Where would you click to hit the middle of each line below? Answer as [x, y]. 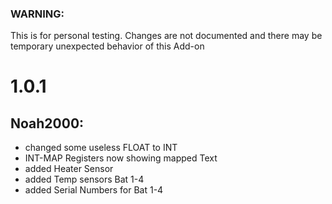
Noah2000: [47, 123]
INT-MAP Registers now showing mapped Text [121, 158]
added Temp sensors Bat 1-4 [84, 179]
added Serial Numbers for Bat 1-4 [94, 190]
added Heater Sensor [69, 169]
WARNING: [37, 14]
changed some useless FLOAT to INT [101, 148]
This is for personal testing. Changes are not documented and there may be [166, 36]
